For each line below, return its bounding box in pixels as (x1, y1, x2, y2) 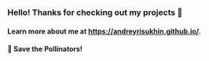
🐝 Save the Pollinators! (7, 45, 83, 54)
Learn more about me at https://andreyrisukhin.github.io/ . (7, 27, 201, 36)
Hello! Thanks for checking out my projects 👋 (7, 7, 183, 18)
